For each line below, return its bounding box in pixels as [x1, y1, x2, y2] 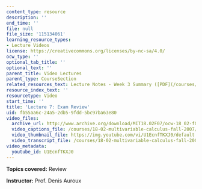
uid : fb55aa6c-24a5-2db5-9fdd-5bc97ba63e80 [6, 110, 117, 116]
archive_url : [11, 121, 44, 127]
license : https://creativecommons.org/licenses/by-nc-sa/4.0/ [6, 48, 165, 54]
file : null [6, 25, 34, 32]
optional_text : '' [6, 64, 52, 71]
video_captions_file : [11, 126, 66, 132]
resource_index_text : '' [6, 87, 69, 93]
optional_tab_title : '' [6, 59, 66, 65]
